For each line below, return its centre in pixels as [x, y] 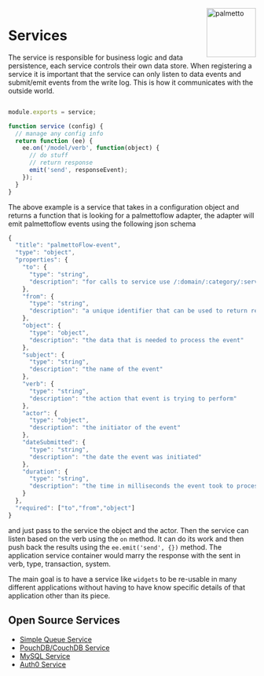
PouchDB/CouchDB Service [64, 648]
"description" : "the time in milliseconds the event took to [131, 486]
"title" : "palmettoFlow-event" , [68, 245]
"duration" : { [45, 471]
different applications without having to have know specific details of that [127, 587]
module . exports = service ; [52, 112]
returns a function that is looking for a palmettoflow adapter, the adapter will [131, 215]
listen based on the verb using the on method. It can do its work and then [126, 539]
